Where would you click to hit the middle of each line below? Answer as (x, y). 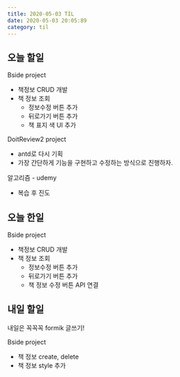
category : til (28, 27)
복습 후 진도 (34, 193)
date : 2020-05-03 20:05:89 (47, 21)
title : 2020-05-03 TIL (41, 14)
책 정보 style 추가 (41, 365)
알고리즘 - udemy (32, 178)
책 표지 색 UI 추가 (52, 125)
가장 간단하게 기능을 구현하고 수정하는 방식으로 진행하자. (95, 163)
